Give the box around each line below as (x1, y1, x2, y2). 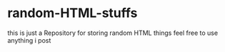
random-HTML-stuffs (7, 5, 138, 21)
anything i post (7, 36, 51, 44)
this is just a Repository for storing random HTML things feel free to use (7, 28, 219, 37)
